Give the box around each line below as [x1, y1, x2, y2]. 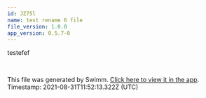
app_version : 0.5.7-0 [7, 29, 71, 37]
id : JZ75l [7, 10, 36, 17]
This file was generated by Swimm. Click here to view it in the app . [7, 76, 200, 84]
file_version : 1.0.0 [7, 23, 68, 30]
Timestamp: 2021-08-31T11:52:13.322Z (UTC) [7, 83, 139, 91]
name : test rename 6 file [7, 17, 83, 24]
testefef [7, 49, 30, 57]
